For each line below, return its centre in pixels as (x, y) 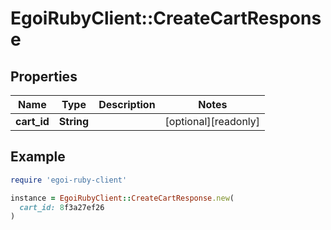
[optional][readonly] (212, 121)
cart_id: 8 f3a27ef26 (62, 207)
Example (38, 157)
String (74, 121)
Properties (44, 76)
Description (127, 104)
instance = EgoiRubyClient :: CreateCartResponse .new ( (122, 198)
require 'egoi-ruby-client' (69, 180)
